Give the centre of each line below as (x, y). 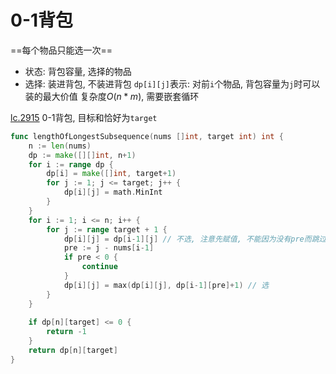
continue (99, 267)
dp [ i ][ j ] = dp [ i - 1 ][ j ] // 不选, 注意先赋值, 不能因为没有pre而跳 (191, 239)
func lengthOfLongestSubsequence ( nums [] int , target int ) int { (147, 136)
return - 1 (66, 332)
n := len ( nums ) (60, 146)
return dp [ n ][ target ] (73, 351)
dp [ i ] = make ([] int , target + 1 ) (111, 174)
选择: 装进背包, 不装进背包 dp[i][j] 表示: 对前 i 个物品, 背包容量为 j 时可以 (172, 83)
